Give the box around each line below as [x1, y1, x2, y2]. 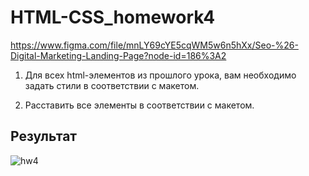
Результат [10, 128, 78, 145]
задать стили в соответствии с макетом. [24, 79, 200, 91]
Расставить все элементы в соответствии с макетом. [24, 99, 255, 111]
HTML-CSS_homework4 [10, 6, 216, 29]
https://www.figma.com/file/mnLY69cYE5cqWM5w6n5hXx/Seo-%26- [10, 39, 299, 51]
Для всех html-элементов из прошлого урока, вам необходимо [24, 69, 297, 81]
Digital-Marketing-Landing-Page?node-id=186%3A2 [10, 49, 227, 61]
